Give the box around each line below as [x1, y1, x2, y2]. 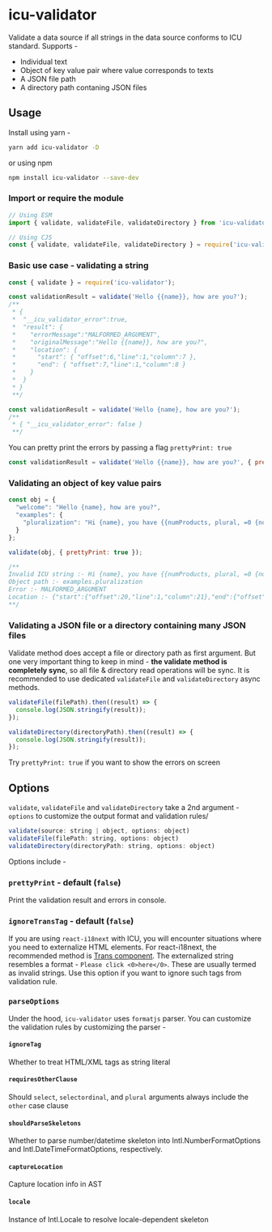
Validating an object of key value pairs [8, 478, 162, 489]
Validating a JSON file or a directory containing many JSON [8, 620, 247, 631]
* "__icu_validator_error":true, [11, 316, 129, 324]
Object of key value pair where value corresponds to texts [19, 65, 215, 75]
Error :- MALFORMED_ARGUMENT [8, 586, 107, 594]
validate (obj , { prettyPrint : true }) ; [8, 548, 143, 556]
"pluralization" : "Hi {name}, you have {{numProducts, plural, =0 [23, 518, 252, 527]
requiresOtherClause [8, 1076, 79, 1084]
